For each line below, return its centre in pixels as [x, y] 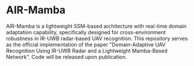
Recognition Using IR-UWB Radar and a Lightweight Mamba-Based [87, 50]
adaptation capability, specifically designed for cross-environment [86, 32]
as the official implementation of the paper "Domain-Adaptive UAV [86, 45]
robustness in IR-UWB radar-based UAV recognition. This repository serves [97, 38]
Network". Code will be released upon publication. [67, 57]
